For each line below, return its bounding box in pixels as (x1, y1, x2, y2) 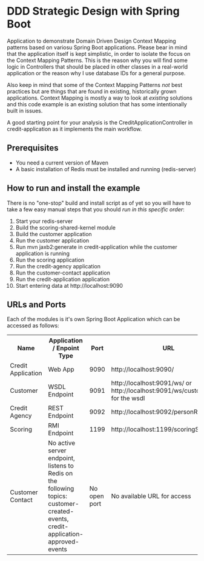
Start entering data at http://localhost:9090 (15, 282, 123, 289)
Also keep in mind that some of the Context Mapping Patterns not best (7, 81, 183, 89)
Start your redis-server (15, 217, 73, 225)
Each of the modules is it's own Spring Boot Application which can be (7, 316, 180, 323)
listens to (48, 461, 74, 470)
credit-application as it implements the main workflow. (7, 125, 142, 132)
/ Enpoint (52, 344, 79, 353)
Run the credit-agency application (15, 262, 100, 270)
